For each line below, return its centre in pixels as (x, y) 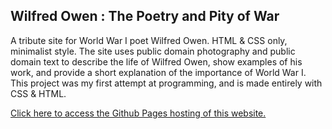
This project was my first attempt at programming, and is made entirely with (166, 83)
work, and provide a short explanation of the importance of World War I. (158, 72)
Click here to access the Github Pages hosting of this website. (138, 113)
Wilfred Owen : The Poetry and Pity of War (145, 16)
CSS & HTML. (38, 93)
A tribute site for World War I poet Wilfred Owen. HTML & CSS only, (149, 40)
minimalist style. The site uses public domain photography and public (153, 51)
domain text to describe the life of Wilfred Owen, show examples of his (156, 61)
